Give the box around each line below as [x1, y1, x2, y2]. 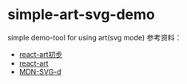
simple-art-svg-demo [7, 6, 155, 24]
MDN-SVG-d [18, 67, 62, 76]
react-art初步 [18, 49, 63, 59]
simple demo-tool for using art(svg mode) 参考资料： [7, 32, 182, 42]
